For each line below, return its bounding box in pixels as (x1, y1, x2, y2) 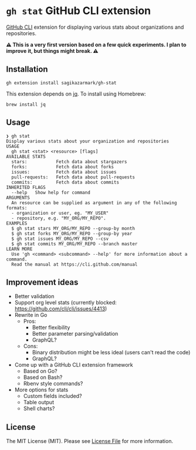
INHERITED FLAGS (6, 184, 46, 190)
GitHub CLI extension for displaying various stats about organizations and (6, 23, 184, 31)
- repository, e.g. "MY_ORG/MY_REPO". (11, 215, 107, 221)
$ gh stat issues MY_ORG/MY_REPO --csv (11, 236, 109, 242)
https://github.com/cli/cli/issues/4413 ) (14, 305, 107, 312)
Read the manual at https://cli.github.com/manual (11, 261, 138, 268)
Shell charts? (23, 405, 55, 412)
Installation (6, 65, 48, 75)
